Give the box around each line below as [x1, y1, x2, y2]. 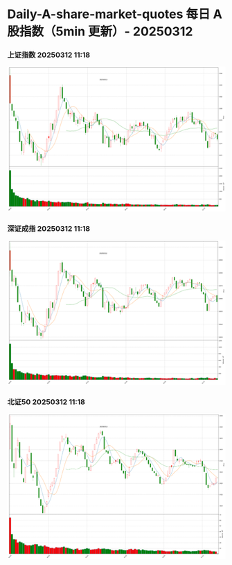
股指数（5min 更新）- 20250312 [7, 24, 193, 40]
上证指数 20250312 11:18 [7, 50, 91, 60]
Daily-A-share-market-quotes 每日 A [7, 6, 223, 22]
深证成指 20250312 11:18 [7, 224, 91, 234]
